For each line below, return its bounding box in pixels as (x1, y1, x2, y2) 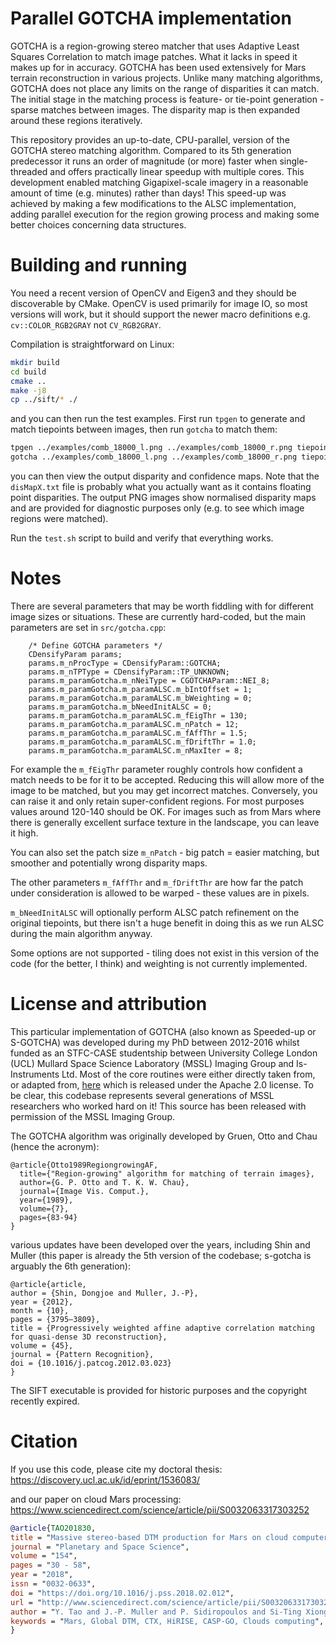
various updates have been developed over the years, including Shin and (10, 1238, 311, 1251)
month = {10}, (10, 1305, 70, 1316)
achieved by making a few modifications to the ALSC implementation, (10, 197, 297, 209)
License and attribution (10, 993, 208, 1016)
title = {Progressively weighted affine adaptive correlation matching (10, 1323, 315, 1333)
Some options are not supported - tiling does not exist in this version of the (10, 947, 320, 959)
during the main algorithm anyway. (10, 927, 153, 939)
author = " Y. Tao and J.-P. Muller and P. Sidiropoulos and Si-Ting (10, 1607, 302, 1617)
